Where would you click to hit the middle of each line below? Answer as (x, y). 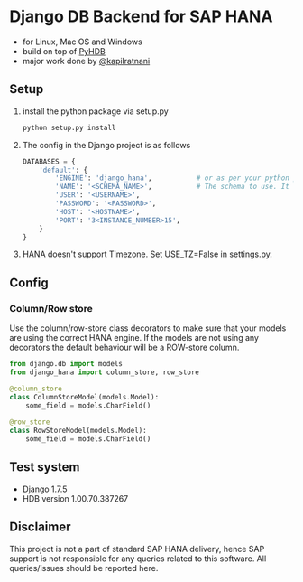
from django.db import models (66, 364)
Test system (45, 467)
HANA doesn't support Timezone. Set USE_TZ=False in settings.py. (147, 254)
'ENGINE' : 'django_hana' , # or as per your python (173, 178)
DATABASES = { (49, 161)
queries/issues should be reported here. (84, 568)
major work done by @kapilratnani (86, 61)
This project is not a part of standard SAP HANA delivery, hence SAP (137, 549)
